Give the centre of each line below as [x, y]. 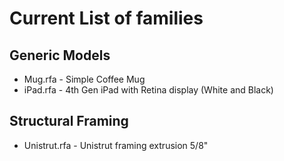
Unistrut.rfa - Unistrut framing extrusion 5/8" [116, 145]
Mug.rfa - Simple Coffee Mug [84, 79]
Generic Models [60, 55]
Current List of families [106, 18]
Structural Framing [69, 121]
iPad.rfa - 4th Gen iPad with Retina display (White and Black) [148, 90]
